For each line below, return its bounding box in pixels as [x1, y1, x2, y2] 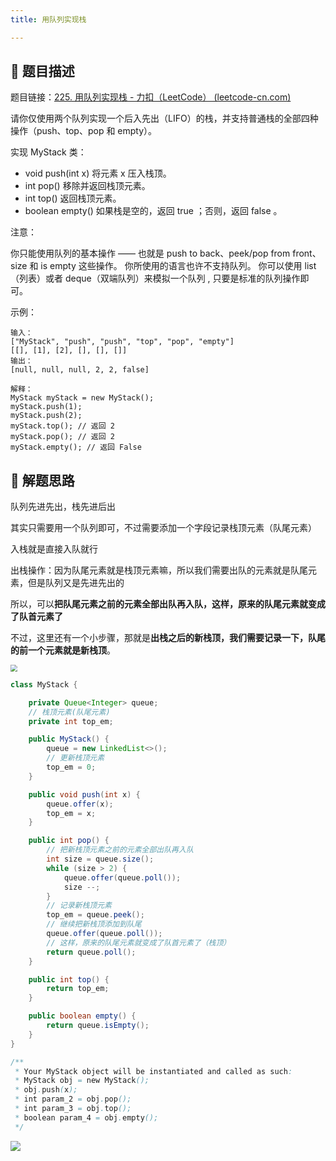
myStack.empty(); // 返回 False [10, 442, 142, 453]
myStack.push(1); [10, 402, 83, 412]
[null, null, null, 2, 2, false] [10, 365, 150, 375]
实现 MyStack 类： [10, 146, 87, 158]
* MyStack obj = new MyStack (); [14, 1076, 150, 1086]
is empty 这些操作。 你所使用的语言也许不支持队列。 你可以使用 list [40, 260, 317, 272]
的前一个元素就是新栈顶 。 [10, 644, 116, 656]
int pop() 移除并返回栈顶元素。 [24, 180, 151, 192]
